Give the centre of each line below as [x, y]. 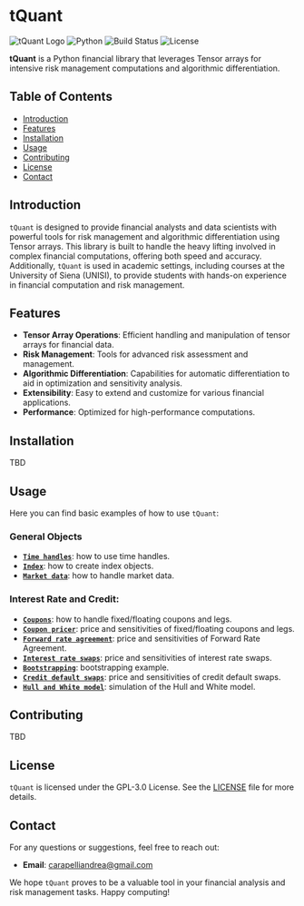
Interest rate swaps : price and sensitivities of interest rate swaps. [147, 657]
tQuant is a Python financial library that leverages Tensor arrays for [135, 58]
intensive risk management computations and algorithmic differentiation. [145, 68]
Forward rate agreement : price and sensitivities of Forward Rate [141, 638]
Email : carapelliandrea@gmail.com [88, 865]
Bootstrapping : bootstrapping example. [96, 667]
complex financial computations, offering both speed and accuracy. [136, 256]
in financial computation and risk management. [97, 285]
